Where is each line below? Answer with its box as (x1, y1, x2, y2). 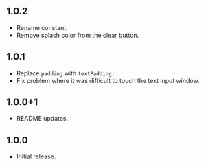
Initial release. (16, 152, 56, 161)
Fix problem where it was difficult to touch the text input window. (16, 76, 200, 84)
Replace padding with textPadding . (16, 69, 114, 78)
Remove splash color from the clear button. (16, 31, 139, 39)
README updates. (16, 115, 69, 123)
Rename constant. (16, 23, 68, 32)
